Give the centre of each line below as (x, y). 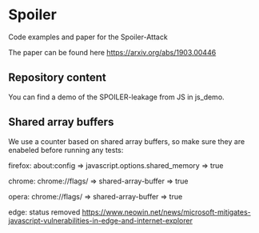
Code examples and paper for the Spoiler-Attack (88, 37)
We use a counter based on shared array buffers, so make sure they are (127, 141)
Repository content (57, 78)
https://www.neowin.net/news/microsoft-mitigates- (166, 212)
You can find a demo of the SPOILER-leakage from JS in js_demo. (117, 97)
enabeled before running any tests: (66, 150)
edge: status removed (44, 212)
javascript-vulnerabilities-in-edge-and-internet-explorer (101, 220)
